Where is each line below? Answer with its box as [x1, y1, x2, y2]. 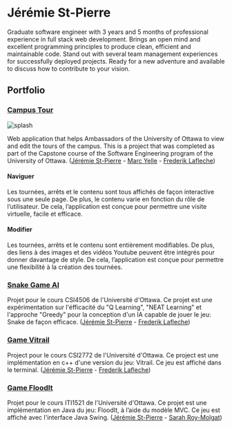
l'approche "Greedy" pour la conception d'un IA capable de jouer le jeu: [7, 310, 212, 319]
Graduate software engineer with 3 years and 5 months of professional [7, 28, 209, 36]
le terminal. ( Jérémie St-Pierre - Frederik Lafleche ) [7, 365, 151, 374]
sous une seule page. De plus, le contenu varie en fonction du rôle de [7, 195, 205, 203]
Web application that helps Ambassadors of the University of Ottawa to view [7, 134, 224, 142]
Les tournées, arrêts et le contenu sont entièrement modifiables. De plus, [7, 241, 215, 250]
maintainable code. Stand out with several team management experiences [7, 50, 218, 58]
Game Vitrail [7, 335, 50, 345]
